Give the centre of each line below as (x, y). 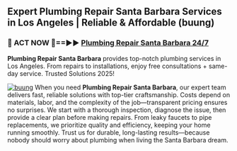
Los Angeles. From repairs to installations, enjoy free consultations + (107, 66)
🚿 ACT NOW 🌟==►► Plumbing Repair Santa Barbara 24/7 (108, 43)
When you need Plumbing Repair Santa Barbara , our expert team (130, 87)
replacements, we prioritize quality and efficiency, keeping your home (109, 125)
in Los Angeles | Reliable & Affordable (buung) (111, 23)
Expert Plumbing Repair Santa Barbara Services (115, 12)
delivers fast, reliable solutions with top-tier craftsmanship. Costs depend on (119, 94)
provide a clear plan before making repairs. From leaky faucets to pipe (110, 117)
